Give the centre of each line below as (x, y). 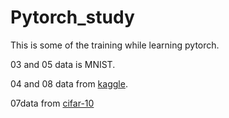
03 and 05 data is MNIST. (63, 64)
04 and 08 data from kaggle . (69, 83)
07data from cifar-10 (52, 103)
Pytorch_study (72, 17)
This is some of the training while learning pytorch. (115, 45)
